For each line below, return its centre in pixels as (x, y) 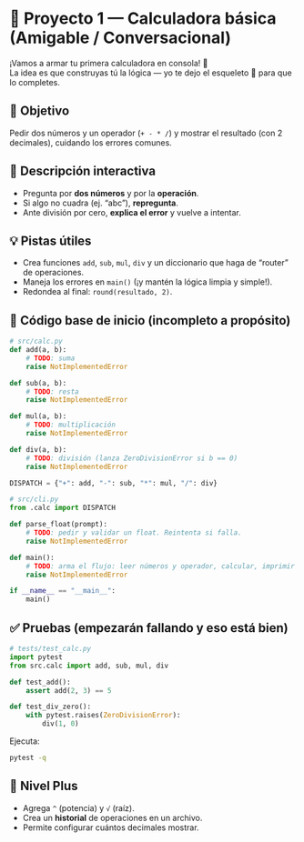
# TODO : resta (52, 391)
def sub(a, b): (38, 383)
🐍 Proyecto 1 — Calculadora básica (143, 19)
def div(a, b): (38, 449)
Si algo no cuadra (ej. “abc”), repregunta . (101, 203)
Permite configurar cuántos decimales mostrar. (111, 827)
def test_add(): (40, 682)
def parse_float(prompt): (58, 525)
